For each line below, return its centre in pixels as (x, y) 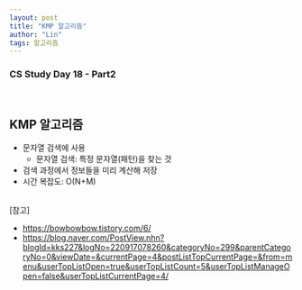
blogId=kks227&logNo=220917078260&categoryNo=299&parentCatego (156, 248)
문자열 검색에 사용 (54, 148)
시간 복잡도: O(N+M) (59, 182)
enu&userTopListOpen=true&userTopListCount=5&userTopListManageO (156, 267)
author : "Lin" (36, 34)
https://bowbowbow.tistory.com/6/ (87, 228)
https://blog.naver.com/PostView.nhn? (93, 238)
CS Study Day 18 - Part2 (63, 75)
